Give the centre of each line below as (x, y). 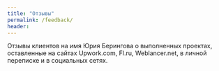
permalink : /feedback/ (40, 20)
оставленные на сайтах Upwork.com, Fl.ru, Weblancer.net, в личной (107, 53)
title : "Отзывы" (31, 13)
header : (18, 26)
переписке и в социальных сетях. (58, 61)
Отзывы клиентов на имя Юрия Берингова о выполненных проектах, (110, 46)
